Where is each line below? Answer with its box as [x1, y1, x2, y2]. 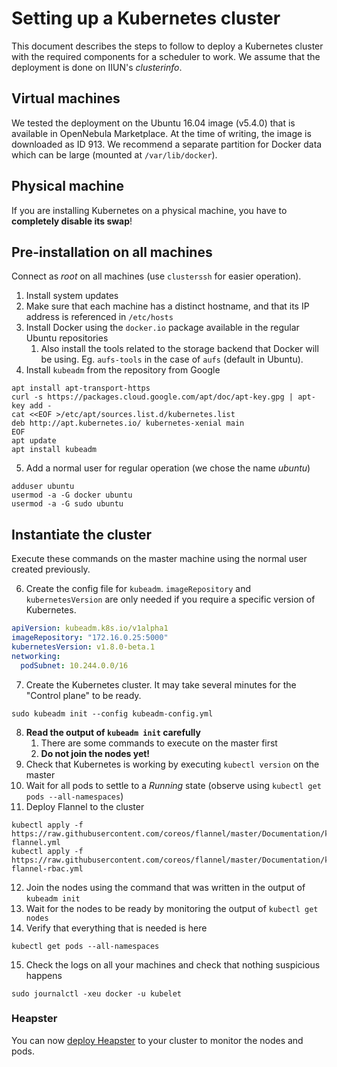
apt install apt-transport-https [11, 383, 151, 394]
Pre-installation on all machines [11, 243, 213, 261]
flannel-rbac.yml [11, 863, 84, 874]
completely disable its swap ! [11, 215, 133, 227]
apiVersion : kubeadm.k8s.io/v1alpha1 [11, 623, 169, 634]
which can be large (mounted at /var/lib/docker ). [11, 148, 218, 161]
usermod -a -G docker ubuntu [11, 490, 133, 501]
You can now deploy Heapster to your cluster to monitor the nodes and [11, 1034, 304, 1046]
